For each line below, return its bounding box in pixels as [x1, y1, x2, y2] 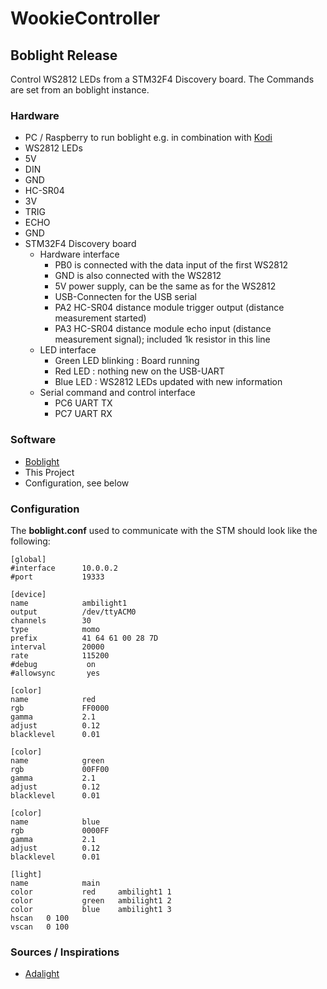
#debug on [10, 659, 97, 669]
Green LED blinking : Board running [54, 355, 200, 367]
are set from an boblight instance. [10, 84, 150, 96]
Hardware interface [39, 248, 120, 261]
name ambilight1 [10, 598, 128, 608]
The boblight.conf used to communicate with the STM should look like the [10, 524, 318, 536]
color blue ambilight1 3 [10, 904, 172, 914]
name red [10, 694, 97, 704]
